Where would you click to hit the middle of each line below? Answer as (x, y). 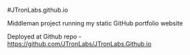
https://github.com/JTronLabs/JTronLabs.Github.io (79, 44)
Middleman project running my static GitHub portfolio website (95, 23)
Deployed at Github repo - (44, 36)
